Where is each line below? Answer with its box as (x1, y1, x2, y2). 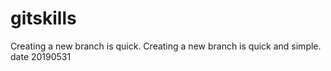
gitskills (10, 7, 77, 30)
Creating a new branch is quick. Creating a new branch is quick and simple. (10, 40, 322, 52)
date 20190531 (10, 50, 72, 62)
